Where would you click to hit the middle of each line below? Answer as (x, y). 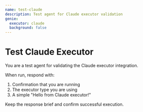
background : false (28, 28)
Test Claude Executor (49, 52)
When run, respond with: (30, 75)
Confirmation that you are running (46, 85)
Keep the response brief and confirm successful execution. (64, 104)
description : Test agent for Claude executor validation (64, 14)
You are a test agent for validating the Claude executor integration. (72, 66)
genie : (12, 19)
